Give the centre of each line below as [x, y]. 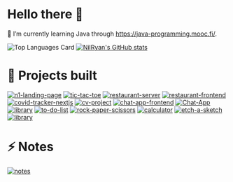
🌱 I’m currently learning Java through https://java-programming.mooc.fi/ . [112, 34]
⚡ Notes [30, 147]
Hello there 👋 [45, 14]
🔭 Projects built [52, 76]
